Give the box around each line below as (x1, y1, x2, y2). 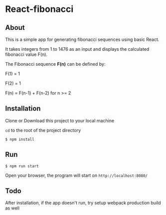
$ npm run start (5, 163, 39, 169)
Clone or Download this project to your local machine (5, 117, 115, 123)
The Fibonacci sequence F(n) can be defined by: (5, 61, 106, 67)
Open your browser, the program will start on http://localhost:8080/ (5, 172, 148, 178)
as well (5, 205, 20, 211)
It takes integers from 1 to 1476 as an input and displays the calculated (5, 46, 150, 52)
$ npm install (5, 137, 35, 142)
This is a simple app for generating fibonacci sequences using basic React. (5, 36, 160, 42)
